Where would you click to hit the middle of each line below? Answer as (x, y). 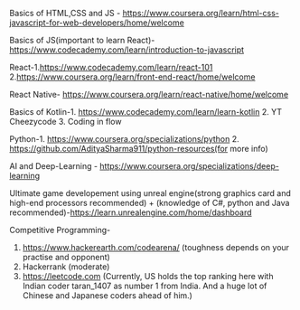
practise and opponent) (66, 257)
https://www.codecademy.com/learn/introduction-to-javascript (127, 50)
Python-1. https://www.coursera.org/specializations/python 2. (124, 139)
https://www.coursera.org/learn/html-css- (201, 13)
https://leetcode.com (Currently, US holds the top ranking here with (148, 276)
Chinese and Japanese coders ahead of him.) (107, 296)
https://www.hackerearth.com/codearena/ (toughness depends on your (156, 247)
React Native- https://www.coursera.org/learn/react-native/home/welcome (149, 94)
